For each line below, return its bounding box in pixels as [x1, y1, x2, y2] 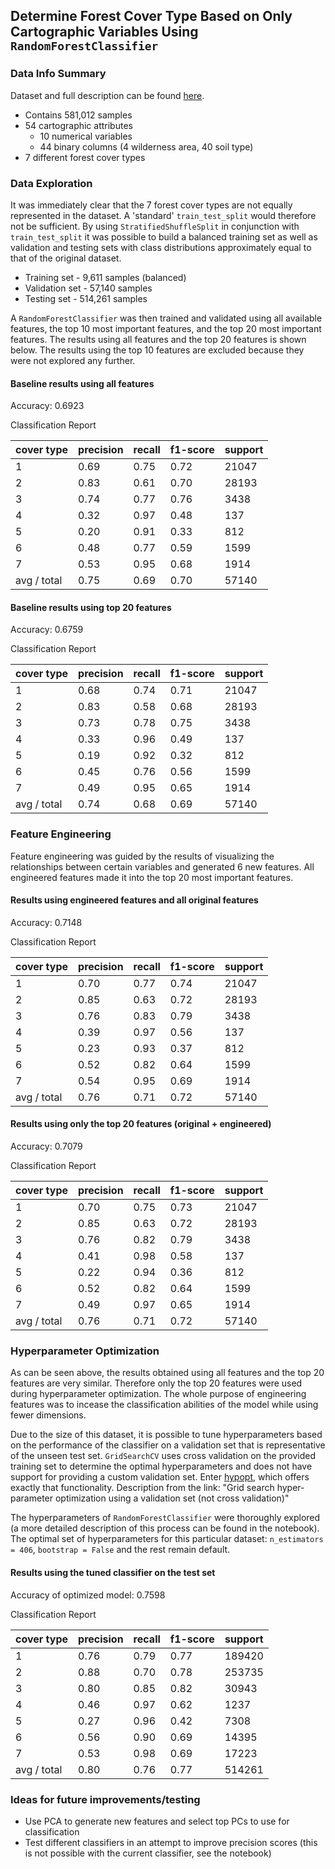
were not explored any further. [10, 354, 136, 366]
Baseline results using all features [10, 377, 155, 389]
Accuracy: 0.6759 [10, 624, 84, 636]
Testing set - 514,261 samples [24, 292, 148, 304]
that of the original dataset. [10, 252, 122, 264]
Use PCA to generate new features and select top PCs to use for [24, 1815, 290, 1827]
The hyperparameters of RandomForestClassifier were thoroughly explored [10, 1512, 321, 1524]
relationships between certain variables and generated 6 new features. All [10, 860, 315, 873]
